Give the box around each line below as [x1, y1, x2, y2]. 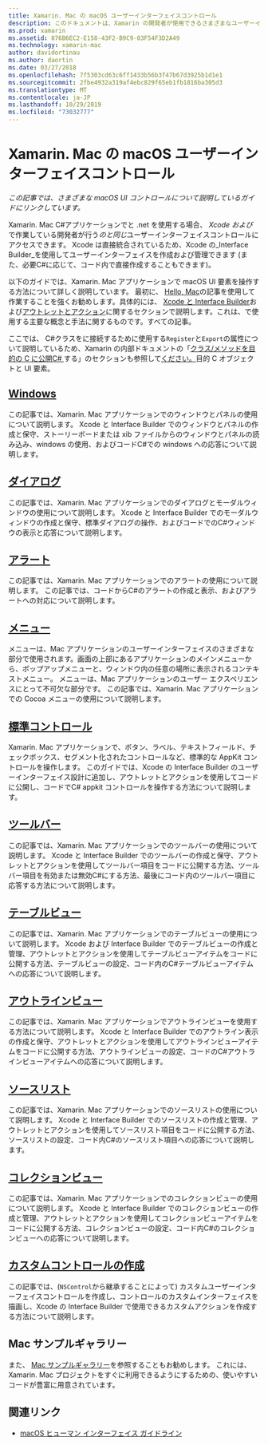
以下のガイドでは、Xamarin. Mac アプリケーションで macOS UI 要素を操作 [8, 276, 253, 286]
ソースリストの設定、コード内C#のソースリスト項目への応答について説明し [8, 1135, 255, 1145]
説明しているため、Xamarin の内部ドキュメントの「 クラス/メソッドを [22, 343, 249, 353]
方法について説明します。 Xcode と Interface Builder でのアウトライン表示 [14, 1027, 259, 1036]
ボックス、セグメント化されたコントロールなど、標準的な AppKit [29, 752, 242, 762]
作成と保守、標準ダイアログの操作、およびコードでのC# [42, 517, 228, 527]
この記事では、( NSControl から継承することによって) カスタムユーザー [8, 1281, 236, 1291]
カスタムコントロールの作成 [8, 1259, 145, 1273]
